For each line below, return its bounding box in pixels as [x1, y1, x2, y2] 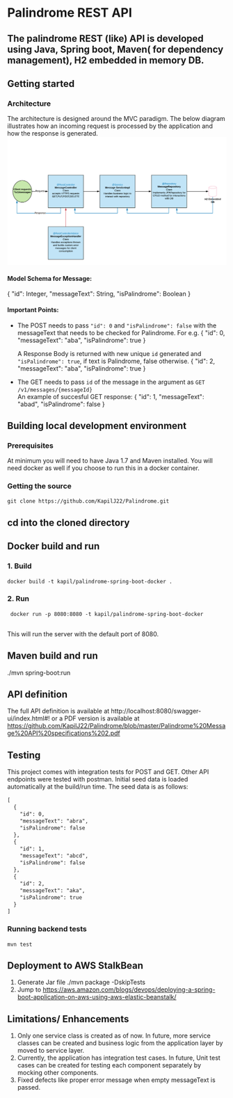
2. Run [7, 594, 30, 604]
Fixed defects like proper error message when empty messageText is [17, 1076, 216, 1084]
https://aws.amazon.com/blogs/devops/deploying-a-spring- [42, 985, 216, 994]
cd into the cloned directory [7, 517, 130, 528]
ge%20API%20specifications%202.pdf [7, 729, 120, 738]
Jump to [17, 985, 42, 994]
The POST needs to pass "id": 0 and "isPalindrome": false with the [17, 321, 217, 330]
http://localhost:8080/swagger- [111, 707, 202, 716]
